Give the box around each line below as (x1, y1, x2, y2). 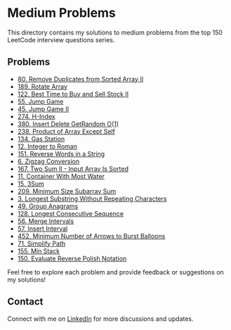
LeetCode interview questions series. (7, 35, 115, 44)
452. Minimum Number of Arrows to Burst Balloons (17, 231, 166, 240)
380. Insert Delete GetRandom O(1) (17, 120, 119, 128)
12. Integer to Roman (17, 142, 77, 151)
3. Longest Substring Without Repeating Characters (17, 194, 167, 203)
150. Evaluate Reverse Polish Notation (17, 254, 127, 262)
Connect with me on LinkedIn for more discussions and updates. (7, 315, 194, 323)
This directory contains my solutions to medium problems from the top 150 (7, 28, 223, 37)
